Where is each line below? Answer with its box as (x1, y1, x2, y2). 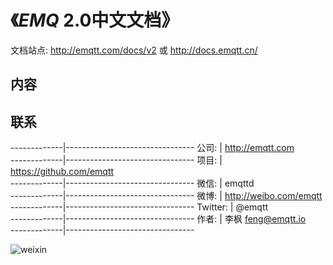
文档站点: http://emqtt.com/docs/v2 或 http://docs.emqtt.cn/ (10, 44, 258, 56)
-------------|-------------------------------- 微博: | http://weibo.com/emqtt (10, 190, 323, 202)
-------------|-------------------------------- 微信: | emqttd (10, 177, 255, 190)
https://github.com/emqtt (10, 166, 115, 178)
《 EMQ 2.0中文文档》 (10, 9, 180, 32)
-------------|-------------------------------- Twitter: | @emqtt (10, 201, 269, 213)
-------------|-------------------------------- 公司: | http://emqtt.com (10, 142, 295, 154)
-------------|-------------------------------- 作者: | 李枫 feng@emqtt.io (10, 213, 307, 225)
